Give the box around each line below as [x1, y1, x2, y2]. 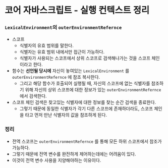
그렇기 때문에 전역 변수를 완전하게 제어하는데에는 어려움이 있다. [12, 151, 137, 157]
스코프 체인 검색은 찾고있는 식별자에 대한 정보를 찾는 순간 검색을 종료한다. [12, 99, 156, 105]
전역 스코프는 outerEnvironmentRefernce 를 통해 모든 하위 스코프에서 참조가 [12, 138, 162, 144]
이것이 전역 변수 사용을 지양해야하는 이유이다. [12, 157, 101, 163]
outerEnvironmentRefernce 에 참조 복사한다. [12, 74, 100, 80]
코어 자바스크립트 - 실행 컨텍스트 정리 [5, 5, 150, 16]
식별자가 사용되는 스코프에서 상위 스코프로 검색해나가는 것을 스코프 [19, 55, 151, 61]
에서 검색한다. [19, 93, 47, 99]
